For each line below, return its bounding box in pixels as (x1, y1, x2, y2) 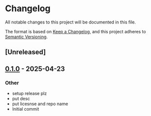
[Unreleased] (5, 48, 46, 56)
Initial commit (12, 106, 39, 112)
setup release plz (12, 91, 47, 96)
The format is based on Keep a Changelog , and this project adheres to (5, 28, 146, 34)
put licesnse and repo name (12, 101, 68, 107)
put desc (12, 96, 30, 102)
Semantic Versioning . (5, 34, 48, 40)
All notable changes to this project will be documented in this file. (5, 19, 136, 25)
